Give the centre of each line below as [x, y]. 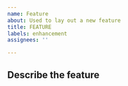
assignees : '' [28, 40]
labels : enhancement [38, 33]
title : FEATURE [30, 27]
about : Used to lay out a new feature [64, 20]
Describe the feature [53, 75]
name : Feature [28, 14]
